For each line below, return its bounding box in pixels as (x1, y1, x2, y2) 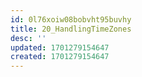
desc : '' (10, 33, 47, 43)
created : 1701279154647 (10, 52, 110, 62)
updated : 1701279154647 (10, 42, 110, 53)
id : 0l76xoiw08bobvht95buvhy (10, 14, 132, 25)
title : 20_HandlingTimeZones (10, 24, 132, 34)
